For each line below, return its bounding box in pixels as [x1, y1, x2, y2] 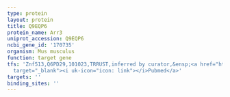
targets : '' [7, 73, 41, 81]
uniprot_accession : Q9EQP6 [7, 36, 84, 42]
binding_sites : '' [7, 80, 60, 87]
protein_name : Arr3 [7, 29, 63, 36]
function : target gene [7, 55, 72, 61]
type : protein [7, 10, 48, 17]
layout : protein [7, 16, 53, 23]
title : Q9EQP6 [7, 23, 48, 29]
